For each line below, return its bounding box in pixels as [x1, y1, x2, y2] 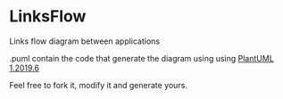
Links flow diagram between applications [9, 36, 161, 46]
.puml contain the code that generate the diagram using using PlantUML [9, 53, 274, 63]
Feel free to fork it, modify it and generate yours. [9, 79, 187, 90]
